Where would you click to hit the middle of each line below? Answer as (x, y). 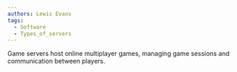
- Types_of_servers (43, 34)
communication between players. (56, 61)
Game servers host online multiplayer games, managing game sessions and (118, 54)
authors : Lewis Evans (40, 14)
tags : (15, 20)
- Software (30, 27)
